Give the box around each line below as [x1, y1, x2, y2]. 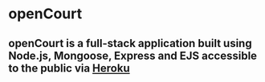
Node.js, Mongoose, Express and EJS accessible [8, 49, 258, 62]
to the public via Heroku [8, 61, 130, 75]
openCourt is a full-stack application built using [8, 37, 252, 50]
